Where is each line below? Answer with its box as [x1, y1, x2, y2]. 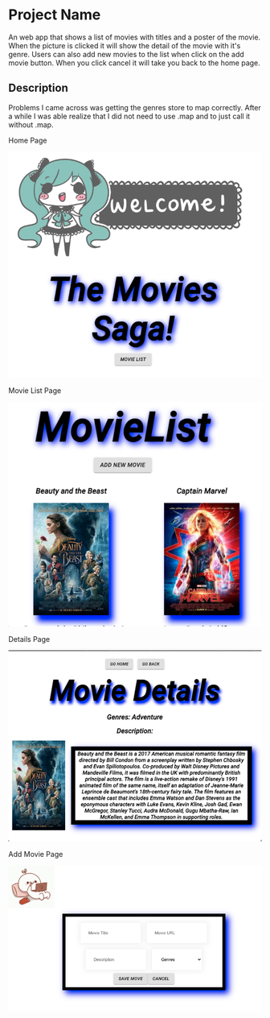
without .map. [8, 119, 54, 130]
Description [8, 81, 68, 95]
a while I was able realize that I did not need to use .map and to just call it [8, 111, 251, 121]
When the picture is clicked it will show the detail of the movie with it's [8, 40, 241, 50]
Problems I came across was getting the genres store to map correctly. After [8, 102, 261, 112]
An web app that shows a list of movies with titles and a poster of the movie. [8, 32, 261, 42]
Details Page [8, 634, 51, 643]
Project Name [8, 6, 101, 24]
